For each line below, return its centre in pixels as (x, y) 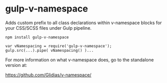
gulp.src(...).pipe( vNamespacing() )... (50, 50)
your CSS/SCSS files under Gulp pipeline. (49, 28)
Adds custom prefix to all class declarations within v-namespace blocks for (83, 23)
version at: (16, 65)
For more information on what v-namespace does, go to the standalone (80, 60)
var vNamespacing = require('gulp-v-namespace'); (59, 46)
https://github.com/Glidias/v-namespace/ (48, 75)
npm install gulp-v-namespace (37, 37)
